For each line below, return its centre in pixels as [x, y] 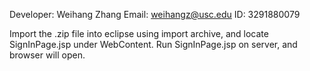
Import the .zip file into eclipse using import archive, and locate [139, 33]
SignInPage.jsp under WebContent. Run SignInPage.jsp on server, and [153, 44]
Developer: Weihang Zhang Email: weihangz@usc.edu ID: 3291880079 [155, 14]
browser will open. [47, 55]
